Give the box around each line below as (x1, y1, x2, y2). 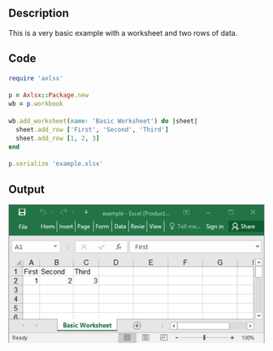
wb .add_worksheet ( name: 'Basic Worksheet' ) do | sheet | (8, 117, 198, 125)
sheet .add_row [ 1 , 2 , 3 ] (15, 134, 100, 142)
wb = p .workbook (8, 100, 63, 108)
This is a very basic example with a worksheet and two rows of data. (8, 28, 238, 37)
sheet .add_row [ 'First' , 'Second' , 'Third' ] (15, 125, 169, 133)
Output (8, 182, 45, 196)
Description (8, 6, 69, 20)
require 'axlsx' (8, 74, 63, 82)
